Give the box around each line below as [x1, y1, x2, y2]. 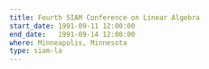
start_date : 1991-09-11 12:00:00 [9, 22, 136, 30]
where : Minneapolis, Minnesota [9, 38, 128, 47]
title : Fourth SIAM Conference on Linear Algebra [9, 13, 201, 22]
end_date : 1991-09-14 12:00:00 [9, 30, 136, 39]
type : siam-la [9, 47, 63, 56]
